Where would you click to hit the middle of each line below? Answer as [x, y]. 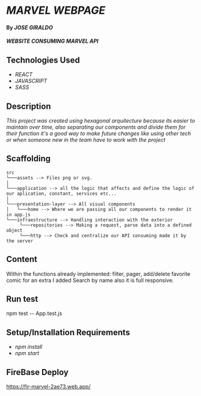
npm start [27, 353]
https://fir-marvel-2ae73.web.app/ [49, 387]
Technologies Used [43, 60]
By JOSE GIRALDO [29, 27]
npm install [28, 347]
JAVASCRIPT [31, 81]
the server [20, 241]
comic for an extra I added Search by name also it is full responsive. [90, 280]
